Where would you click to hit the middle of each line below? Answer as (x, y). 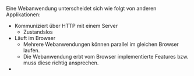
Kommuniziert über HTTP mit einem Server (66, 26)
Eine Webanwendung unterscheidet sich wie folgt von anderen (81, 8)
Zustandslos (38, 32)
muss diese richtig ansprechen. (61, 63)
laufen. (31, 50)
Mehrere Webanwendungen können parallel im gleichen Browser (101, 44)
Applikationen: (23, 15)
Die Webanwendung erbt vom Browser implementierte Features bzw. (106, 57)
